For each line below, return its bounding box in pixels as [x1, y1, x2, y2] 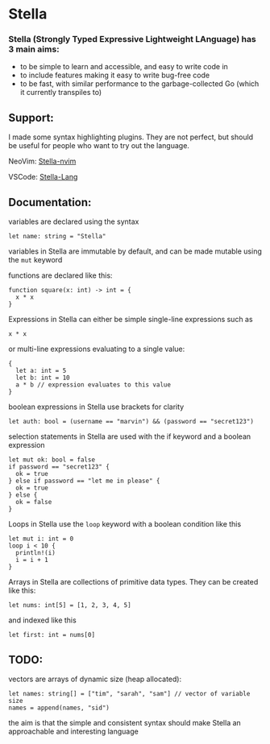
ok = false [15, 498, 52, 506]
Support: [8, 110, 54, 125]
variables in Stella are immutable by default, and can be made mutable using [8, 246, 262, 256]
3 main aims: [8, 43, 60, 55]
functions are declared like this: [8, 271, 113, 280]
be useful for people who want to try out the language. [8, 141, 189, 151]
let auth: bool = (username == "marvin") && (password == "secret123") [8, 418, 254, 426]
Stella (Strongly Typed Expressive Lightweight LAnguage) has [8, 34, 256, 45]
